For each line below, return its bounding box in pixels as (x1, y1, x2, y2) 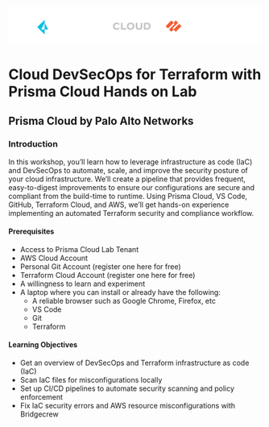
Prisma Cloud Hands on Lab (8, 82, 197, 101)
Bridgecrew (19, 409, 59, 419)
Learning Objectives (8, 340, 78, 350)
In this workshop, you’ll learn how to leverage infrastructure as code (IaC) (8, 156, 253, 167)
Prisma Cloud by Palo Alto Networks (8, 114, 194, 128)
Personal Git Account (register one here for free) (19, 261, 181, 272)
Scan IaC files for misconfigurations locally (19, 375, 163, 385)
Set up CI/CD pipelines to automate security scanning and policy (19, 383, 235, 393)
